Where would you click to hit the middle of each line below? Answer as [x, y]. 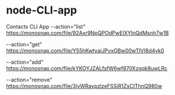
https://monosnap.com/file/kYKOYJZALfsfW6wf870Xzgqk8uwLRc [87, 68]
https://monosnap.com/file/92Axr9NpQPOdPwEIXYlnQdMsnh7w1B [87, 32]
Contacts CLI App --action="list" [46, 27]
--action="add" [25, 62]
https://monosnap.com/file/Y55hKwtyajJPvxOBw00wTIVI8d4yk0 [85, 50]
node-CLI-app [42, 10]
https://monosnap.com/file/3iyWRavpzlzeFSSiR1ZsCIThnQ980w [84, 86]
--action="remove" [29, 80]
